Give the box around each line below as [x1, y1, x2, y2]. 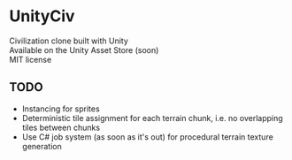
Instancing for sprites [21, 103, 100, 114]
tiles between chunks [21, 122, 100, 133]
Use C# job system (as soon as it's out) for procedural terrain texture [21, 131, 274, 142]
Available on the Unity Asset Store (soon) [9, 44, 159, 55]
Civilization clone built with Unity [9, 35, 128, 46]
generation [21, 141, 62, 151]
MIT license [9, 54, 52, 65]
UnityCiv [9, 6, 75, 27]
